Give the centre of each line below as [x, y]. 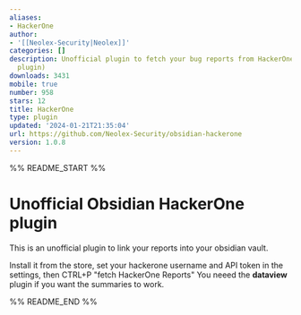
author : [24, 34]
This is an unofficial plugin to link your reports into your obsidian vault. [139, 248]
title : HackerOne [42, 109]
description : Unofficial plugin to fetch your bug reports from [132, 59]
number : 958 [31, 92]
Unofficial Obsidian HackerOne [127, 204]
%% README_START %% [57, 167]
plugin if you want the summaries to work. [87, 284]
